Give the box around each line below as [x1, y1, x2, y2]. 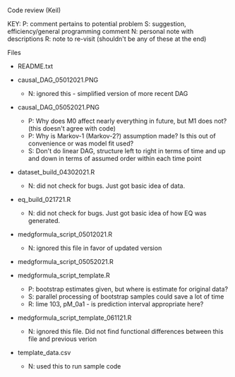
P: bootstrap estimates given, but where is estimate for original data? [28, 285, 228, 293]
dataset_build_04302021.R [17, 168, 95, 176]
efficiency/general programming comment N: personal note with [7, 28, 194, 35]
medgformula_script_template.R [17, 271, 111, 280]
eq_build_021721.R [17, 196, 71, 203]
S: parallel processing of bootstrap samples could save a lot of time [28, 292, 224, 301]
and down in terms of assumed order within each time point [28, 155, 202, 162]
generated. [28, 217, 61, 225]
